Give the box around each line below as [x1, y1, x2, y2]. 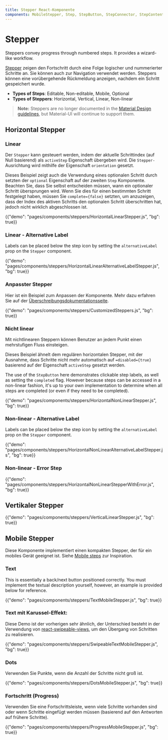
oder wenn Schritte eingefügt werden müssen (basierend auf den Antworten [5, 709, 163, 715]
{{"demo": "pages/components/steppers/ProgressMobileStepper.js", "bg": [5, 724, 158, 730]
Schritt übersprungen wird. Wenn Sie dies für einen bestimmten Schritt [5, 188, 151, 194]
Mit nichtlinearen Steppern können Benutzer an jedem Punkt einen [5, 336, 142, 342]
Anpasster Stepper [5, 281, 52, 288]
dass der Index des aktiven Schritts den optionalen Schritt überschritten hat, [5, 198, 162, 205]
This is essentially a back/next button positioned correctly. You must [5, 576, 146, 582]
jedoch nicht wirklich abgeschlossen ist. [5, 204, 88, 210]
